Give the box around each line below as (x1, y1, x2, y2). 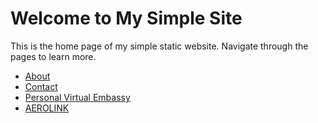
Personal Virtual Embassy (24, 91, 131, 103)
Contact (24, 80, 58, 92)
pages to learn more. (10, 50, 97, 62)
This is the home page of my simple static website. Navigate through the (10, 40, 309, 52)
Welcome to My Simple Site (10, 7, 243, 30)
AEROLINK (24, 102, 70, 114)
